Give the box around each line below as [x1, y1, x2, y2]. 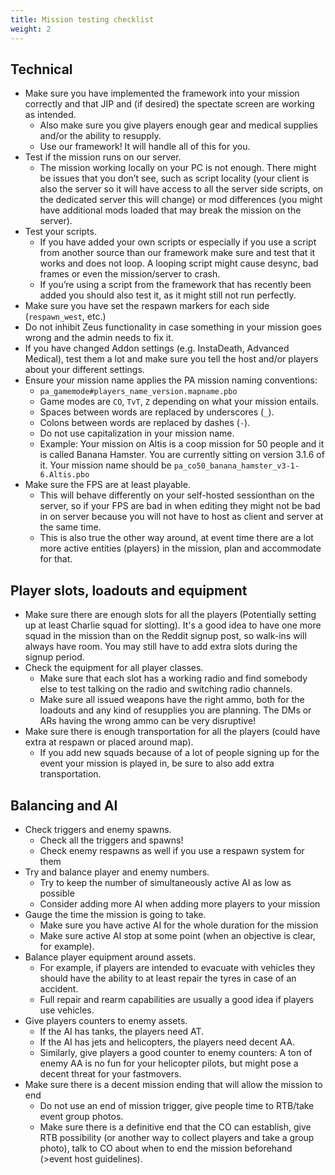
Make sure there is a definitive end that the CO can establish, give [39, 1121, 312, 1133]
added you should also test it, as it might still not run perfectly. [39, 289, 297, 301]
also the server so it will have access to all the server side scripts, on [39, 183, 324, 195]
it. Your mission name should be [39, 459, 172, 471]
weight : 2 [10, 24, 52, 34]
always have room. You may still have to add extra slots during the [24, 641, 298, 653]
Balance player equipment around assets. [24, 951, 197, 963]
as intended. [24, 109, 77, 121]
